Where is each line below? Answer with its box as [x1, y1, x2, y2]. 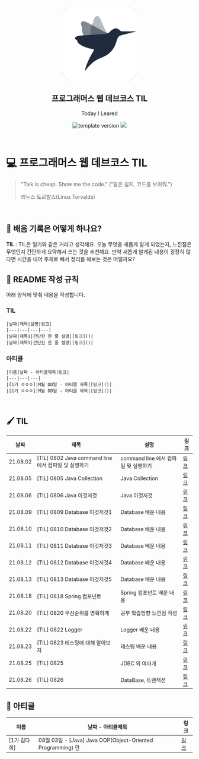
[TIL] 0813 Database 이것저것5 [37, 576, 113, 583]
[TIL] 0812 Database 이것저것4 [37, 559, 113, 566]
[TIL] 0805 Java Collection [37, 475, 102, 482]
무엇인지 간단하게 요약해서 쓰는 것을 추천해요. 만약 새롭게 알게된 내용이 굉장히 [6, 248, 185, 255]
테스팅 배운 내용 [120, 643, 157, 650]
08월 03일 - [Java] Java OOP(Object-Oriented [38, 736, 153, 744]
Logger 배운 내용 [120, 626, 160, 633]
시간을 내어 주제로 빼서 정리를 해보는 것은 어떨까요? [17, 255, 135, 262]
